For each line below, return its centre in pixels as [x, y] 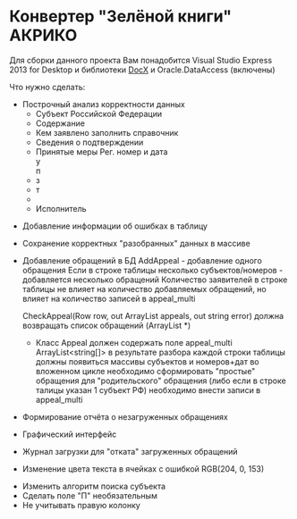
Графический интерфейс [69, 434]
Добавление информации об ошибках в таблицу [115, 226]
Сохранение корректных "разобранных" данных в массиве [136, 243]
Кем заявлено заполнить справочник [107, 132]
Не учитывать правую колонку [81, 505]
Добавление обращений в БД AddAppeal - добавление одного [142, 260]
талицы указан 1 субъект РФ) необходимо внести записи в [148, 389]
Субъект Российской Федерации [99, 113]
